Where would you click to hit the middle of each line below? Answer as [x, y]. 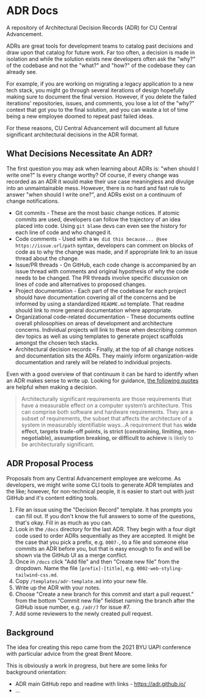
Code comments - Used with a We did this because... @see [91, 238]
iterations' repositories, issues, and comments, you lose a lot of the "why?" [100, 103]
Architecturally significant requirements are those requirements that [106, 399]
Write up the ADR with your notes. [58, 587]
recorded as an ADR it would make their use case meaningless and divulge [100, 182]
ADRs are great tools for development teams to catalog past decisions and [100, 46]
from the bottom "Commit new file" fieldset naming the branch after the [105, 600]
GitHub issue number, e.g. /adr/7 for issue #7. [73, 607]
